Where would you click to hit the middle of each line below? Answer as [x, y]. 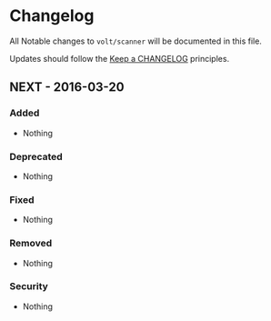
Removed [31, 244]
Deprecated [36, 156]
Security [29, 286]
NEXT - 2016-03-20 [67, 87]
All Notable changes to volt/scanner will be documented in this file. [135, 41]
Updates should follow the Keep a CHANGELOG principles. [120, 58]
